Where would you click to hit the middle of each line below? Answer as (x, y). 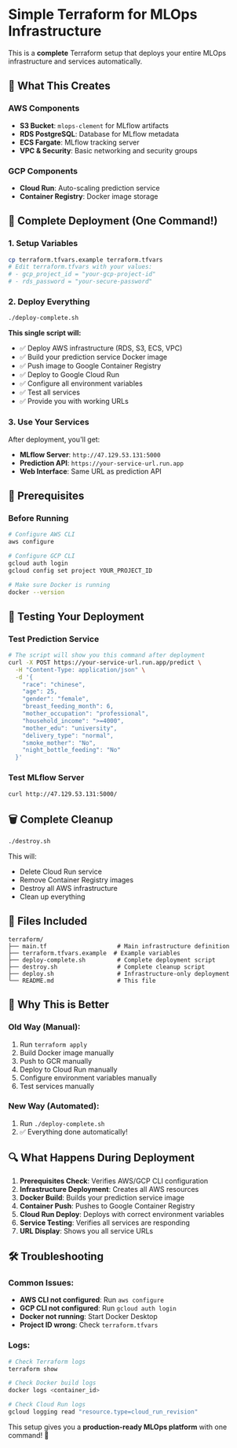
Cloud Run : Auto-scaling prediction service (89, 188)
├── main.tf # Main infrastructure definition (119, 946)
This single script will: (45, 333)
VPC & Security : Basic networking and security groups (108, 150)
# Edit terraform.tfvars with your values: (80, 267)
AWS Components (44, 108)
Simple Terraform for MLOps (103, 15)
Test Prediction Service (54, 639)
